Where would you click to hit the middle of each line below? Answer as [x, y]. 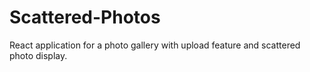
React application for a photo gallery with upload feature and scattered [155, 45]
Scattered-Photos [85, 17]
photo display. [38, 55]
